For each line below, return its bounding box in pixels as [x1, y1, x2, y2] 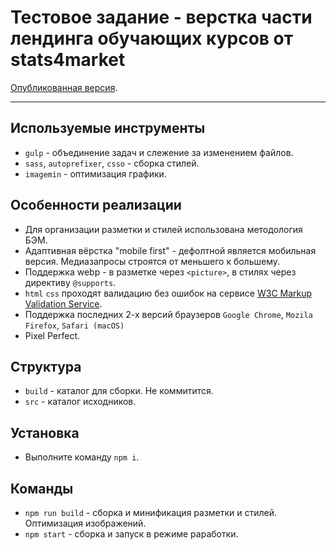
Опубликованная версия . [10, 81, 118, 93]
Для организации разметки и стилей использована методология [24, 223, 303, 235]
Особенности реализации [10, 197, 182, 214]
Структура [10, 358, 82, 375]
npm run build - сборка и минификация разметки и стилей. [24, 507, 278, 518]
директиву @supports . [24, 276, 117, 288]
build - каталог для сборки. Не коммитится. [24, 385, 214, 397]
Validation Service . [24, 297, 103, 310]
